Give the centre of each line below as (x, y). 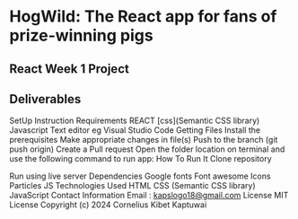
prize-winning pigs (82, 35)
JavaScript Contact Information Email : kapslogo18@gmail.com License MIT (149, 196)
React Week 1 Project (70, 69)
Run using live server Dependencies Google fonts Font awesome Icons (140, 176)
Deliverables (45, 99)
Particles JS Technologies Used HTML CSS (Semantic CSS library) (132, 186)
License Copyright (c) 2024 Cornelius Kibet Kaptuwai (108, 205)
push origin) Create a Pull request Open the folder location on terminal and (147, 149)
